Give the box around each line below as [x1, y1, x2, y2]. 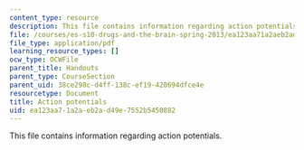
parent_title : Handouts [9, 64, 100, 73]
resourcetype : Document [9, 89, 100, 98]
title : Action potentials [9, 97, 107, 107]
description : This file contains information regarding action [9, 22, 253, 31]
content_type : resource [9, 13, 100, 23]
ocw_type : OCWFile [9, 55, 79, 64]
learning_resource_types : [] [9, 47, 119, 56]
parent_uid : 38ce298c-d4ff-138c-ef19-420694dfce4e [9, 80, 204, 89]
